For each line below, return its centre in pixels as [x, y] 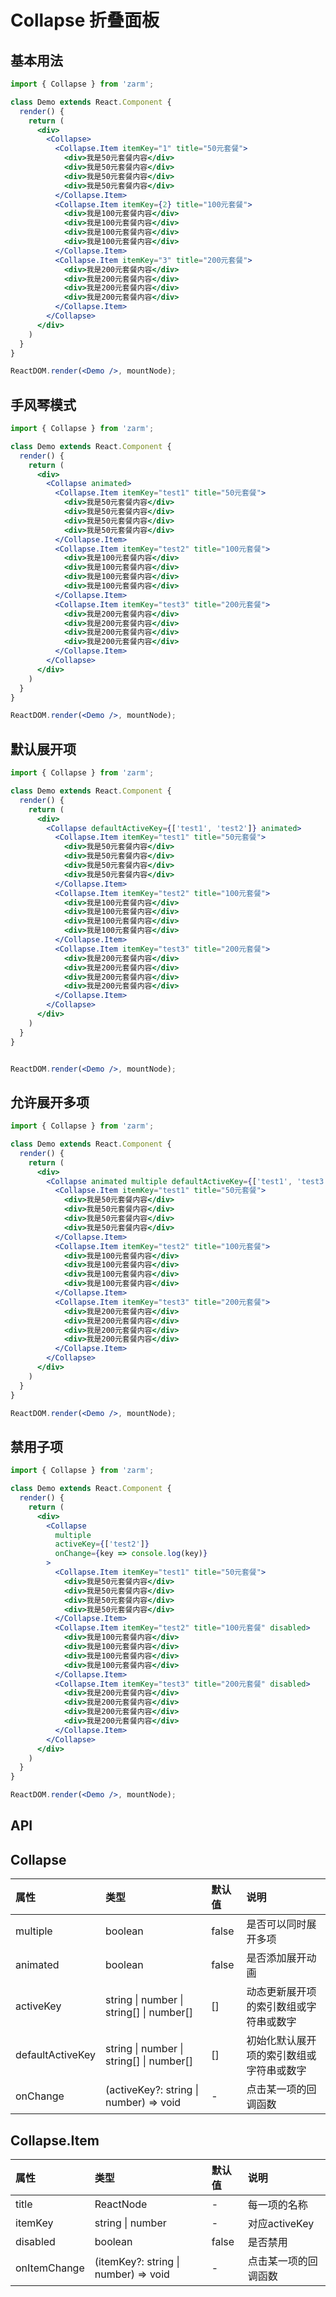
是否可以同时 [276, 1924]
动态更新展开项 [281, 1992]
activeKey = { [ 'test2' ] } [102, 1544]
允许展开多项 [50, 1102]
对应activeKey [281, 2224]
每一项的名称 [277, 2205]
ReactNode [121, 2204]
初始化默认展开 [281, 2041]
